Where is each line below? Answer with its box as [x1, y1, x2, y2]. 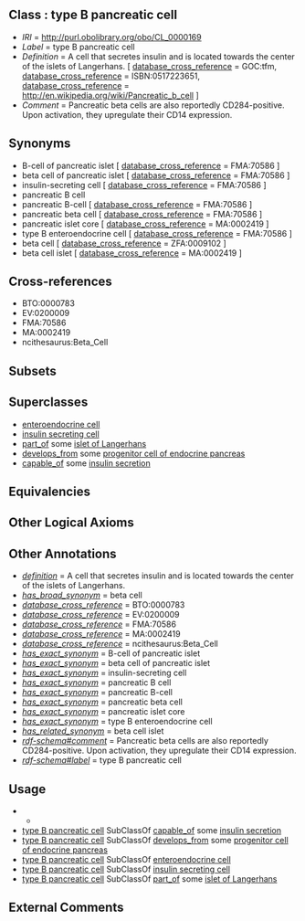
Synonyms [8, 136, 71, 152]
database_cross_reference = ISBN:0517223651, [21, 70, 200, 81]
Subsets [8, 363, 57, 378]
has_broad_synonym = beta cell [21, 589, 142, 601]
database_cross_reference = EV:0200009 [21, 609, 180, 620]
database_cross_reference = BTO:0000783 [21, 599, 185, 610]
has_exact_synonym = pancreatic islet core [21, 706, 185, 717]
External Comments [8, 900, 124, 916]
